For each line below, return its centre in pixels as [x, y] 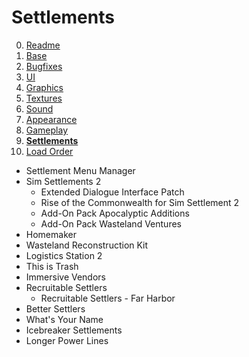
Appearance [51, 119]
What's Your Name [64, 319]
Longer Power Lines [67, 340]
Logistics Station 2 [64, 255]
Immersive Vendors [65, 277]
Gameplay [47, 130]
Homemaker [51, 234]
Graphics [44, 87]
